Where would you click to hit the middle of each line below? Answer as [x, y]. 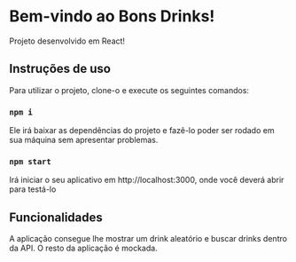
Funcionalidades [56, 217]
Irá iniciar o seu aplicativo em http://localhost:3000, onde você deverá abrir [147, 180]
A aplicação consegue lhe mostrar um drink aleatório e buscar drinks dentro [148, 239]
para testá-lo [33, 189]
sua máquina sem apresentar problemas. [84, 140]
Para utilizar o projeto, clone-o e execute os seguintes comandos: [129, 90]
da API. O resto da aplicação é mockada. [83, 248]
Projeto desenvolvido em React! [67, 41]
